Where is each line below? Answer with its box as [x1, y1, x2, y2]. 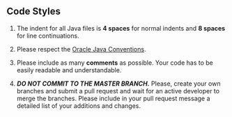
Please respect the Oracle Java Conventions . [16, 45, 146, 53]
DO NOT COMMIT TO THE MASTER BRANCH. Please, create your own [16, 79, 221, 88]
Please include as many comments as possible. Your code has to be [16, 58, 213, 67]
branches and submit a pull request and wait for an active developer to [16, 86, 220, 95]
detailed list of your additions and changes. [16, 101, 141, 110]
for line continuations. [16, 31, 79, 40]
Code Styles [6, 6, 61, 17]
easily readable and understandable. [16, 65, 122, 74]
